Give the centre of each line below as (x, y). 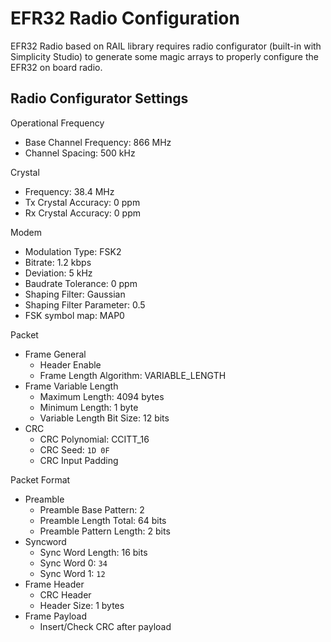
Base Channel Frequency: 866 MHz (98, 142)
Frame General (55, 354)
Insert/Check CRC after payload (105, 626)
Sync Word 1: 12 (72, 573)
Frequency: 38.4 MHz (69, 191)
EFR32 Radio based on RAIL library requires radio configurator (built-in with (166, 46)
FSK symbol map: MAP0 (74, 315)
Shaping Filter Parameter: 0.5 (85, 304)
